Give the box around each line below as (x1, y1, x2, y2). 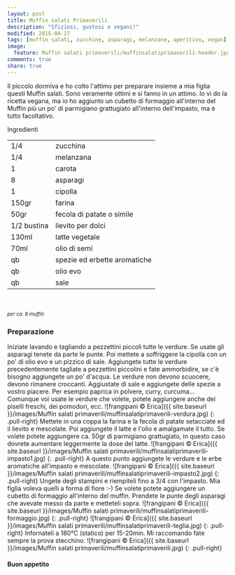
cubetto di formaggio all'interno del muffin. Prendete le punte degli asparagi (7, 492, 226, 500)
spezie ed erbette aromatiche (55, 255, 152, 264)
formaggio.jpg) (7, 513, 50, 522)
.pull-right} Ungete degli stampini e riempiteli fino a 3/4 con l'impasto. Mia (7, 476, 220, 485)
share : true (7, 62, 42, 69)
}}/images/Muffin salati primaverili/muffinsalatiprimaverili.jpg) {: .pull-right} (7, 543, 222, 552)
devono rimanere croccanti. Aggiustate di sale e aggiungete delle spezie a (7, 379, 221, 388)
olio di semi (55, 243, 93, 253)
